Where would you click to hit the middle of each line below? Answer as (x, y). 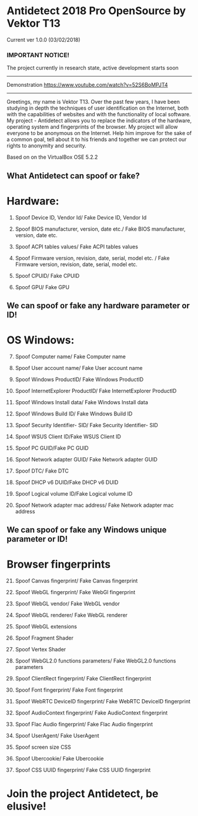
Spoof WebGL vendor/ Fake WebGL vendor (67, 604)
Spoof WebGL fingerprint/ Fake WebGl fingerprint (75, 592)
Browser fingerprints (59, 564)
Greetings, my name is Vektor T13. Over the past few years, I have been (93, 102)
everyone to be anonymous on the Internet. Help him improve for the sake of (99, 133)
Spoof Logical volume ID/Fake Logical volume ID (74, 493)
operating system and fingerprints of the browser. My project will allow (92, 127)
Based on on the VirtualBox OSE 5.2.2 (52, 157)
